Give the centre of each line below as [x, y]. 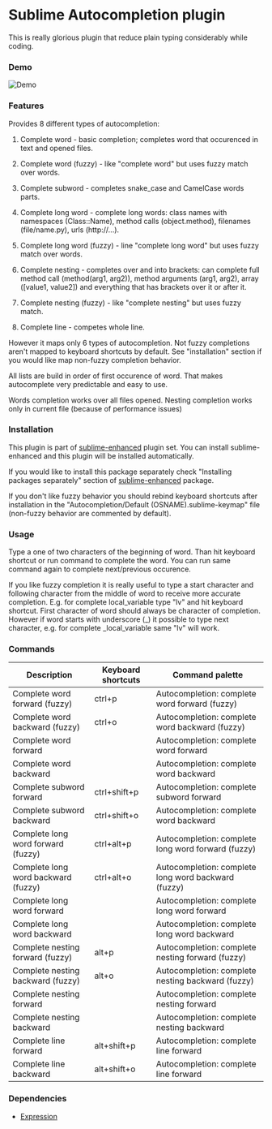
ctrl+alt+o [113, 877]
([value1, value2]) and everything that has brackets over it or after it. [133, 287]
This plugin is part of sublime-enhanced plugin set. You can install [119, 447]
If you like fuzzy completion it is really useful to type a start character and [131, 585]
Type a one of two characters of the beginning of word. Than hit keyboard [132, 552]
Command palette [208, 675]
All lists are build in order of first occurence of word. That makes [116, 376]
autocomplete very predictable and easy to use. [88, 384]
